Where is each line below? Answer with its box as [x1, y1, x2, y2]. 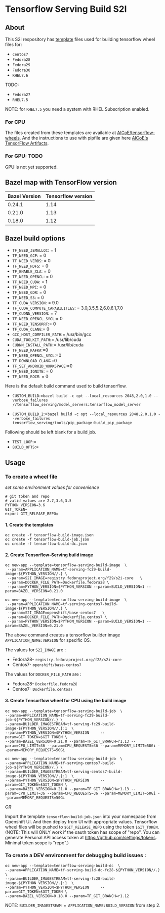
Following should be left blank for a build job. [5, 429, 96, 435]
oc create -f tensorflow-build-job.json [5, 537, 90, 542]
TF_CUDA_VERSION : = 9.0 [12, 300, 59, 306]
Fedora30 [12, 68, 31, 73]
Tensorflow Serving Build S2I [5, 3, 127, 15]
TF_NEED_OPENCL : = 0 [12, 274, 53, 280]
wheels [5, 135, 20, 141]
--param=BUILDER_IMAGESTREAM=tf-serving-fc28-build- [5, 876, 116, 881]
